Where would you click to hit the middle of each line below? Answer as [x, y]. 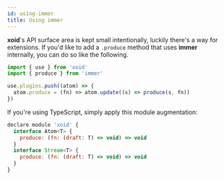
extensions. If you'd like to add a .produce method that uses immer [103, 47]
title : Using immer [35, 20]
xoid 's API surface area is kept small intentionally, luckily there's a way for [113, 39]
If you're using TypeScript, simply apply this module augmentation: [103, 112]
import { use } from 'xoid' [48, 67]
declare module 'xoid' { [43, 125]
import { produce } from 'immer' [55, 73]
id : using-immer [30, 13]
